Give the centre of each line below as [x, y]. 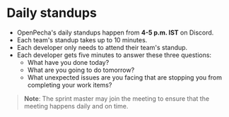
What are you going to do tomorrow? [81, 70]
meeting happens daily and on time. [76, 106]
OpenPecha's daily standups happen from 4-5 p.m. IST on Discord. [115, 32]
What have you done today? [68, 62]
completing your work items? [70, 85]
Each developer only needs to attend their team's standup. [102, 47]
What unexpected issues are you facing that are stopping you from [124, 77]
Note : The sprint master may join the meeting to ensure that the [117, 98]
